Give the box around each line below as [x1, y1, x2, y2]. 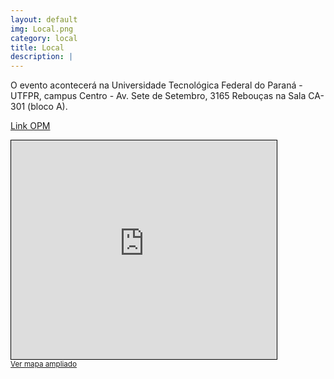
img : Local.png [10, 24, 74, 34]
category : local [10, 33, 78, 43]
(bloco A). [27, 101, 68, 113]
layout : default [10, 14, 78, 25]
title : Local [10, 42, 65, 53]
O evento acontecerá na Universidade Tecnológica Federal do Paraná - [10, 79, 303, 91]
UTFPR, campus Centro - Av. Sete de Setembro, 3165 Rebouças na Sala [10, 90, 307, 102]
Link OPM [10, 120, 51, 132]
